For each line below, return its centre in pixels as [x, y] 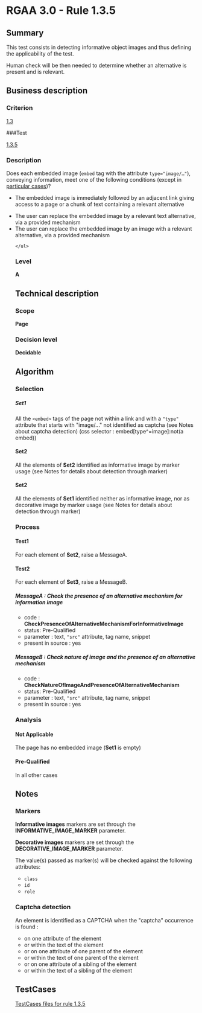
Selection [29, 389]
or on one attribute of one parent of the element [84, 951]
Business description [47, 91]
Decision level [36, 339]
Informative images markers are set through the [75, 824]
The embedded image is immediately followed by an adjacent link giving [105, 197]
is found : [27, 927]
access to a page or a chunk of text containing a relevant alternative [99, 204]
